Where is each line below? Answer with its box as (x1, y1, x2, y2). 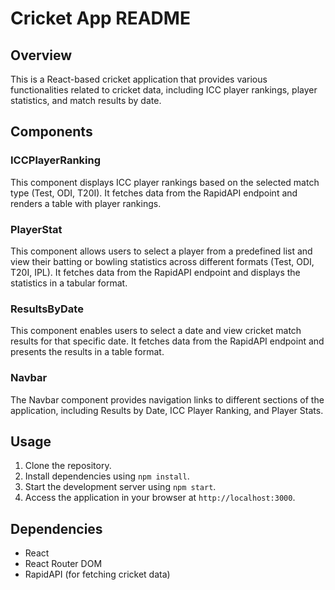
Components (10, 123, 93, 141)
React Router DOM (24, 558, 103, 570)
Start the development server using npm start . (24, 481, 217, 493)
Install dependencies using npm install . (24, 470, 190, 482)
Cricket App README (10, 7, 191, 30)
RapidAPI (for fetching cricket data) (24, 568, 171, 581)
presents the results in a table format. (10, 346, 165, 358)
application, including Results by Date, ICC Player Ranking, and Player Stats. (10, 404, 324, 416)
